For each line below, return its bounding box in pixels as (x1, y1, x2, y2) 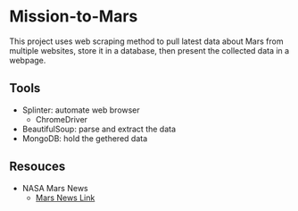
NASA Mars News (21, 182, 88, 193)
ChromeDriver (35, 114, 87, 124)
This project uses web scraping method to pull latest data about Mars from (9, 36, 284, 46)
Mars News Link (35, 192, 95, 203)
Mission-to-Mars (9, 6, 138, 27)
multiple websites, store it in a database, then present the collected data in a (9, 45, 290, 55)
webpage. (9, 55, 46, 65)
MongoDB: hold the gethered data (21, 132, 148, 144)
